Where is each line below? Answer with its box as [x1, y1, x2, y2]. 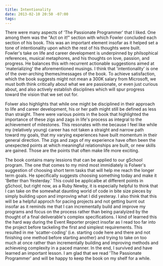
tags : [5, 16, 16, 21]
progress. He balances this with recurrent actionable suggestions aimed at [5, 60, 155, 66]
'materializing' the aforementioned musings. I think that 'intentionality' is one [5, 66, 158, 72]
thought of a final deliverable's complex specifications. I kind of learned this [5, 214, 157, 220]
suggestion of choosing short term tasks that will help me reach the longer [5, 168, 155, 173]
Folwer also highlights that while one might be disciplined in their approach [5, 101, 155, 107]
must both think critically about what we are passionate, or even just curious [5, 81, 158, 87]
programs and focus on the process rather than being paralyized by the [5, 209, 148, 215]
